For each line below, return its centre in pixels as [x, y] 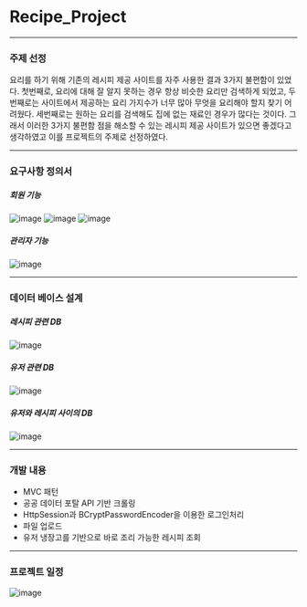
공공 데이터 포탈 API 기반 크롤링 [79, 503]
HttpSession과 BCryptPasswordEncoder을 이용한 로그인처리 [133, 515]
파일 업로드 [42, 526]
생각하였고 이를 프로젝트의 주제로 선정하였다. [89, 137]
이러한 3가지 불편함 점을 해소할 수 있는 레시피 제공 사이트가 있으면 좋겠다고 [159, 126]
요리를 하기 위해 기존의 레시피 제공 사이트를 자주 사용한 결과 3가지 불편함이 [143, 80]
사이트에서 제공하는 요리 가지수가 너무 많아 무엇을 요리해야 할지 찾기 [162, 103]
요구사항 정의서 [41, 172]
